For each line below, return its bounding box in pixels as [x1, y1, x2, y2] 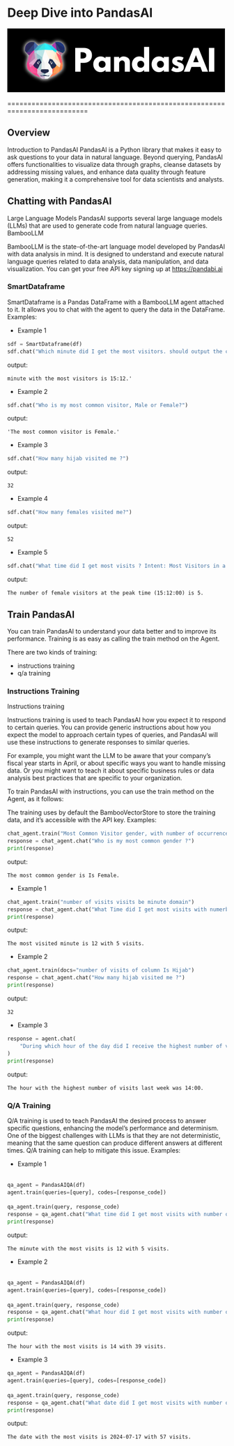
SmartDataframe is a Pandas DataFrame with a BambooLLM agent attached [7, 298, 224, 306]
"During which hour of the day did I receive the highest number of [19, 1042, 223, 1049]
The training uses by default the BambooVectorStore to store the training [7, 808, 216, 817]
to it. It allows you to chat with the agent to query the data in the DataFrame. [7, 305, 225, 314]
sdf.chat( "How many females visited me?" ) [7, 509, 132, 516]
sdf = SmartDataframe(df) [7, 340, 82, 347]
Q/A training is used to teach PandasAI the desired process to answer [7, 1116, 207, 1125]
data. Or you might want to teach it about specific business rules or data [7, 766, 214, 775]
